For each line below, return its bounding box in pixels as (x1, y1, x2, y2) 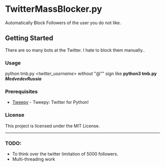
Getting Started (5, 34, 54, 42)
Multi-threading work (12, 156, 55, 162)
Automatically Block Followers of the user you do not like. (5, 20, 121, 26)
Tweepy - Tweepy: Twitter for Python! (12, 100, 89, 105)
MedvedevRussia (5, 76, 42, 82)
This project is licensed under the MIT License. (5, 123, 100, 129)
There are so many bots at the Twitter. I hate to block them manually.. (5, 47, 145, 53)
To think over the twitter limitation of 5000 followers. (12, 151, 119, 157)
